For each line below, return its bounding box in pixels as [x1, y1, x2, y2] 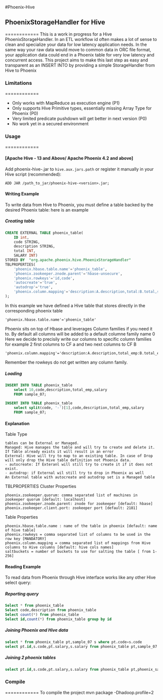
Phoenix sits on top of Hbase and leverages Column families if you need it [5, 326, 153, 331]
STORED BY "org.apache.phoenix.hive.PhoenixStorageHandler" [5, 258, 131, 263]
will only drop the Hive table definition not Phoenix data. [5, 458, 131, 463]
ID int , [14, 235, 29, 240]
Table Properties [5, 514, 38, 520]
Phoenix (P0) [12, 111, 38, 117]
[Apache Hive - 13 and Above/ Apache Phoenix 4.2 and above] [5, 156, 133, 161]
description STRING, [14, 244, 55, 249]
